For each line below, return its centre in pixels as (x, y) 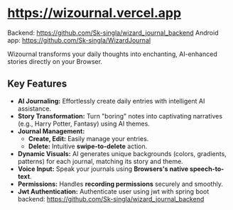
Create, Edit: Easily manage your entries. (88, 138)
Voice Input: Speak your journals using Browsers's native (103, 169)
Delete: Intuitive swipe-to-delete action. (88, 146)
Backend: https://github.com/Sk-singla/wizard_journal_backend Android (113, 33)
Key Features (37, 84)
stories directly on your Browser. (55, 61)
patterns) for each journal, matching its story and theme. (100, 161)
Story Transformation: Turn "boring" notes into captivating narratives (120, 116)
